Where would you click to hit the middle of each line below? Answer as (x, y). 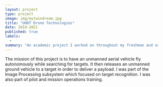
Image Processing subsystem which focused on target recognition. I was (78, 74)
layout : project (21, 9)
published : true (21, 32)
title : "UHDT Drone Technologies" (40, 23)
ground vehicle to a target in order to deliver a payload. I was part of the (77, 69)
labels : (13, 37)
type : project (19, 14)
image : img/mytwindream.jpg (33, 18)
